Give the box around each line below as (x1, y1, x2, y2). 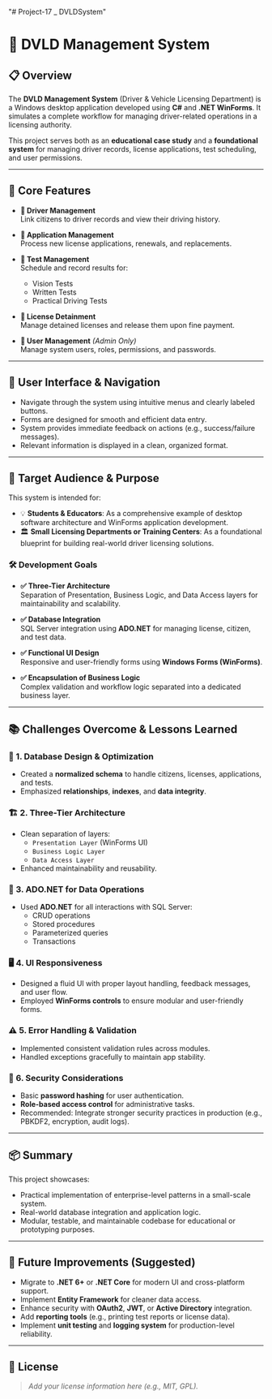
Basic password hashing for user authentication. (19, 1091, 185, 1100)
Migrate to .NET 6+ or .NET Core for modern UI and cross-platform (19, 1277, 245, 1287)
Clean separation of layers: (19, 829, 111, 838)
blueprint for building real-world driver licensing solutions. (19, 539, 215, 549)
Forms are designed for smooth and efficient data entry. (19, 414, 207, 424)
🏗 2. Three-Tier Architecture (8, 807, 125, 819)
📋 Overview (8, 68, 73, 82)
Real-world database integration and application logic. (19, 1207, 201, 1216)
